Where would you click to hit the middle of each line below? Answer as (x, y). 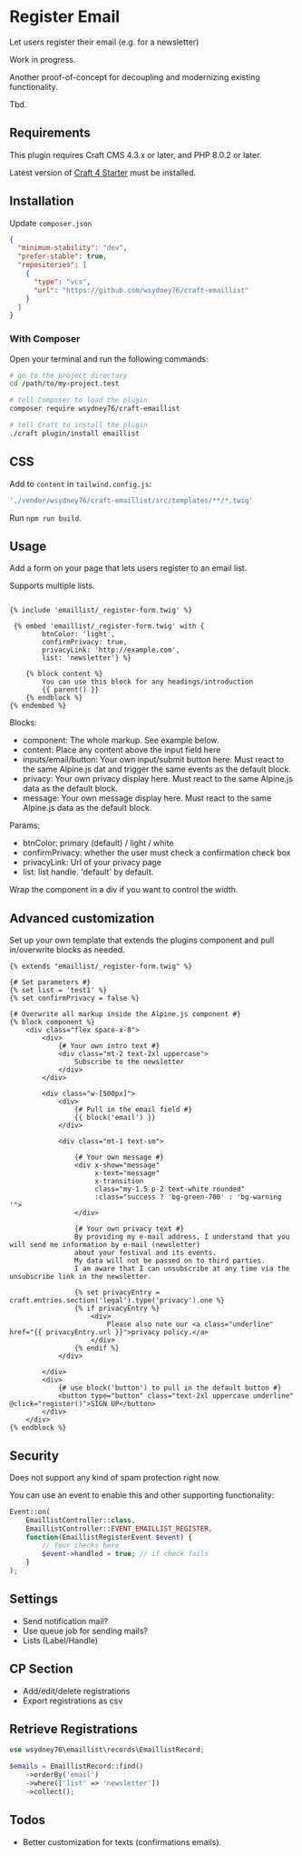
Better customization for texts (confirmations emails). (122, 1841)
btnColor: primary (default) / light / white (98, 843)
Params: (25, 825)
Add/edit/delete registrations (76, 1691)
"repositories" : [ (53, 265)
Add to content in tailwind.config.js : (81, 484)
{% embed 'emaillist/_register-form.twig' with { (109, 626)
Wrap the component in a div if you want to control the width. (124, 890)
